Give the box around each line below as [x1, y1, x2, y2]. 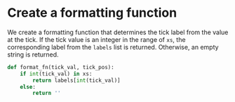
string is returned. [7, 50, 59, 59]
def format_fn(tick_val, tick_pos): [7, 64, 114, 71]
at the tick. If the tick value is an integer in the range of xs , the [7, 35, 186, 43]
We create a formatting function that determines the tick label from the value [7, 28, 229, 36]
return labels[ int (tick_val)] [32, 77, 121, 84]
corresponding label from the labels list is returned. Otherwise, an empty [7, 43, 219, 51]
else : [20, 83, 36, 90]
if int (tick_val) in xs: [20, 70, 93, 78]
